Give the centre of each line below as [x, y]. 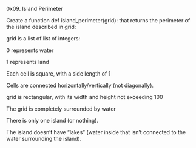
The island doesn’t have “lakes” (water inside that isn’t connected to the [96, 132]
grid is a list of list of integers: [43, 38]
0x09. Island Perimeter [35, 9]
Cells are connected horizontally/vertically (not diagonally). [80, 85]
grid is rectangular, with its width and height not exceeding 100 [85, 97]
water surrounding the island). [44, 139]
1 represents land [28, 62]
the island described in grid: [41, 27]
